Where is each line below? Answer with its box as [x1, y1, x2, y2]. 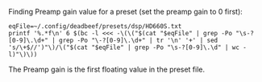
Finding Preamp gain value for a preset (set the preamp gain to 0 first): [8, 7, 243, 16]
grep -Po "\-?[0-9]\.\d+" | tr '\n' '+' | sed [59, 36, 218, 44]
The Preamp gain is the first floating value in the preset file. [8, 64, 206, 74]
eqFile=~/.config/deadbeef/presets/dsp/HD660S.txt [8, 23, 182, 31]
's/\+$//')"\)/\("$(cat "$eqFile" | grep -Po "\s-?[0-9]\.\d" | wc [8, 43, 240, 51]
